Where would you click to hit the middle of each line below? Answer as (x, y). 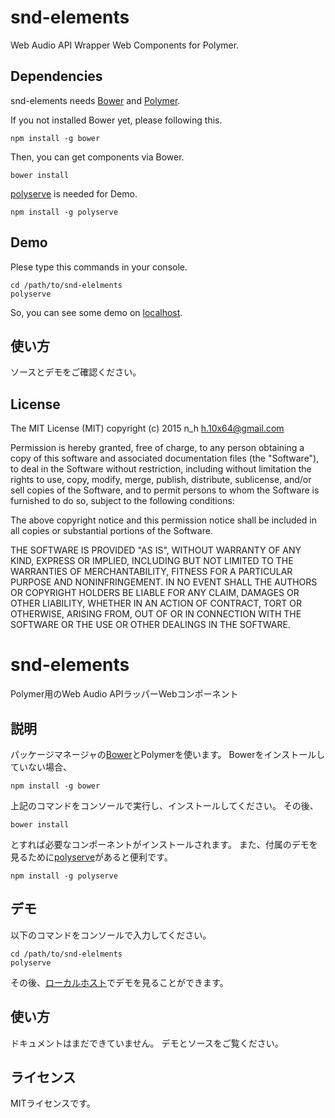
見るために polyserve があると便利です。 (91, 857)
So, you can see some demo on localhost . (96, 312)
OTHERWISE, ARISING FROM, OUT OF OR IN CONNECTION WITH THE (156, 614)
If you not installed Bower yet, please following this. (116, 120)
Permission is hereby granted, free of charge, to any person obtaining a (157, 448)
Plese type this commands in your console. (99, 267)
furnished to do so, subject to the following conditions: (122, 501)
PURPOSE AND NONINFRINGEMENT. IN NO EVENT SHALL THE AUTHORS (164, 582)
